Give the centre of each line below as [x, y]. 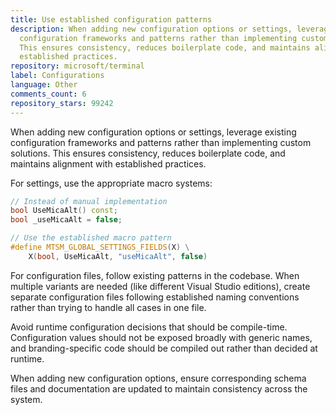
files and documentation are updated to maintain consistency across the [159, 388]
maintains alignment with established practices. [108, 163]
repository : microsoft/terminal [77, 66]
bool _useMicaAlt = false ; [66, 220]
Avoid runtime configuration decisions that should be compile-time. [149, 327]
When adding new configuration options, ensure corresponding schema [158, 378]
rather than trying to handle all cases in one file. [108, 307]
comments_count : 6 [48, 94]
